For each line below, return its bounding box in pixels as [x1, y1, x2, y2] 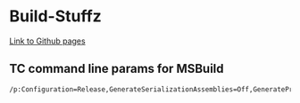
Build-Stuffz [9, 6, 103, 27]
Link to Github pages [9, 36, 87, 46]
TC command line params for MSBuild [9, 61, 225, 76]
